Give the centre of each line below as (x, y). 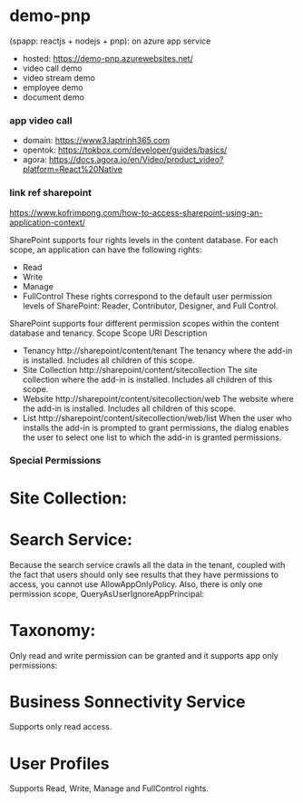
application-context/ (48, 222)
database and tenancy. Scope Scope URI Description (108, 333)
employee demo (53, 87)
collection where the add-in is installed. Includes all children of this (147, 379)
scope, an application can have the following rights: (106, 250)
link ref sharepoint (51, 193)
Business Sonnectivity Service (127, 702)
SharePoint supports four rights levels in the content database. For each (144, 240)
